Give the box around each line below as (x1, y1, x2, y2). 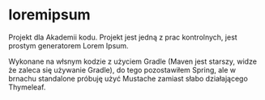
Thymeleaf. (8, 82, 46, 92)
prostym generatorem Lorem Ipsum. (8, 40, 129, 50)
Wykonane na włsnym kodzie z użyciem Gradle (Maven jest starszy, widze (8, 56, 258, 66)
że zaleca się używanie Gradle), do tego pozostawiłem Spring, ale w (8, 65, 237, 74)
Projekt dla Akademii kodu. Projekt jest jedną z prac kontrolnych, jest (8, 32, 237, 42)
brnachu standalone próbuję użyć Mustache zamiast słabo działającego (8, 73, 249, 83)
